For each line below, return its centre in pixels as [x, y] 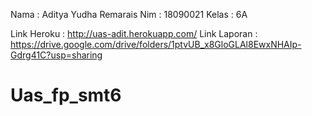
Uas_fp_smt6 [66, 95]
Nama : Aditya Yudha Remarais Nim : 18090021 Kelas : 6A [129, 14]
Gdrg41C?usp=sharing [56, 55]
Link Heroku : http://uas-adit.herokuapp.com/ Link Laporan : [134, 33]
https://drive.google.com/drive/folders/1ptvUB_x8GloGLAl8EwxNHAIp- [156, 44]
